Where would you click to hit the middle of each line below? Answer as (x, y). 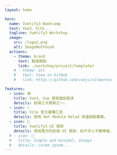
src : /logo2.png (31, 43)
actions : (18, 52)
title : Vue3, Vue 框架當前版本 (44, 98)
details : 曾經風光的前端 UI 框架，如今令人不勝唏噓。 (63, 131)
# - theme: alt (29, 70)
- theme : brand (29, 56)
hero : (10, 19)
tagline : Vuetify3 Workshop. (39, 33)
